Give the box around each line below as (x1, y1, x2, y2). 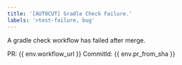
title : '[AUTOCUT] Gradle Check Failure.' (7, 10, 132, 17)
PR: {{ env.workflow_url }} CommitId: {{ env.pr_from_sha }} (7, 50, 176, 58)
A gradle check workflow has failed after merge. (7, 36, 146, 44)
